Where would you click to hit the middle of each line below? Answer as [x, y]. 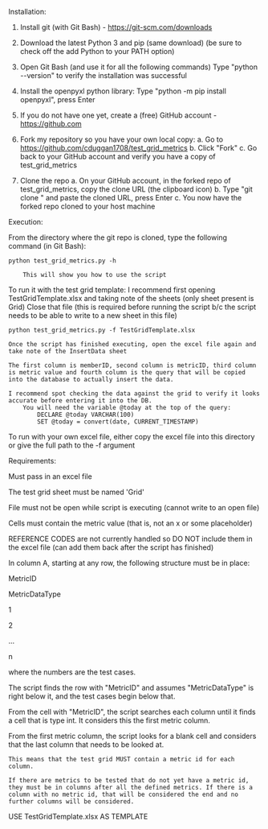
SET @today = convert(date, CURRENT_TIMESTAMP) [118, 422]
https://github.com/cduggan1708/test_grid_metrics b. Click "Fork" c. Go [138, 148]
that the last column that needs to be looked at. [86, 744]
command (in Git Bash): [47, 246]
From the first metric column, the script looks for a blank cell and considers [132, 736]
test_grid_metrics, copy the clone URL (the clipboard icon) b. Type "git [136, 189]
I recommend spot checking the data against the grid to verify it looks [134, 394]
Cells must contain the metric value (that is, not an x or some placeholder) [130, 523]
